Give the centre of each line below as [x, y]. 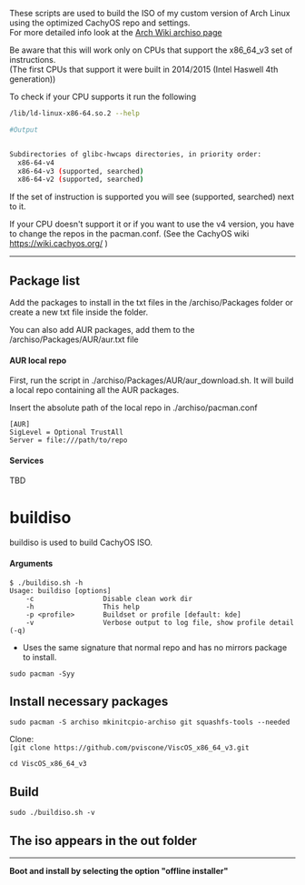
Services [27, 460]
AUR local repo [38, 360]
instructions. [33, 60]
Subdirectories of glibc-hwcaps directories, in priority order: [135, 154]
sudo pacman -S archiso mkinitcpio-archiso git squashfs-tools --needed [150, 722]
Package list [44, 281]
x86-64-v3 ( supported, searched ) [81, 171]
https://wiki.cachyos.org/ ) [59, 244]
